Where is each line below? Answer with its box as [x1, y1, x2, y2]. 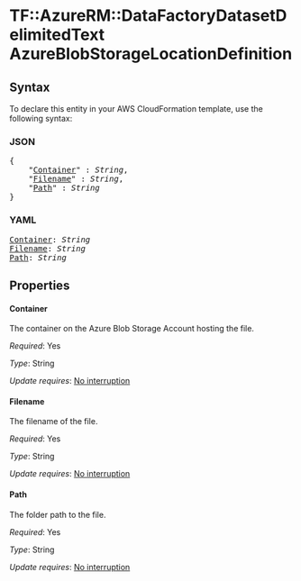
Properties [9, 277, 70, 293]
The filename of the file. [9, 416, 98, 427]
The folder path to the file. [9, 509, 106, 520]
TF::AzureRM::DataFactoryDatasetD [9, 5, 287, 26]
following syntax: [9, 113, 73, 123]
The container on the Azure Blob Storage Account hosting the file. [9, 323, 255, 334]
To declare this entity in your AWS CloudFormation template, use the [9, 104, 263, 113]
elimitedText [9, 24, 105, 45]
